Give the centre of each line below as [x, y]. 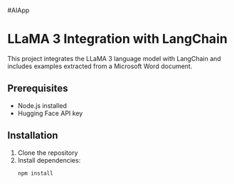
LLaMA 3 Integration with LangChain [117, 39]
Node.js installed [42, 105]
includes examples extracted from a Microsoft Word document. [100, 66]
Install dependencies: [49, 160]
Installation [33, 135]
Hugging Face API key [50, 113]
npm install [35, 173]
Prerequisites [38, 88]
